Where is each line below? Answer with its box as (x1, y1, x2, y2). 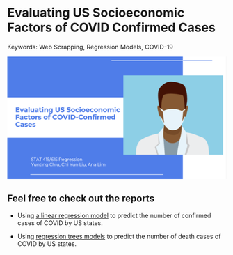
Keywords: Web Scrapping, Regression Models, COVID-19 (7, 42, 174, 51)
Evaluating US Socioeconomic (7, 5, 185, 21)
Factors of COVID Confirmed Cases (7, 20, 216, 36)
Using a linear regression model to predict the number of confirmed (17, 211, 211, 219)
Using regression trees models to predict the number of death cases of (17, 232, 221, 240)
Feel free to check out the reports (7, 193, 155, 205)
